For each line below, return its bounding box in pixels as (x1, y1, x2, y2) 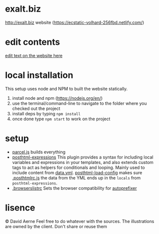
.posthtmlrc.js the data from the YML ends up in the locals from (12, 175, 141, 180)
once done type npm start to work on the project (12, 116, 111, 122)
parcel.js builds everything (12, 149, 66, 155)
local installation (5, 70, 74, 81)
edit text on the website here (5, 53, 62, 58)
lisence (5, 202, 36, 213)
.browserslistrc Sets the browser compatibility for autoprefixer (12, 185, 137, 191)
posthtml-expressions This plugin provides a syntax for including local (12, 154, 154, 160)
